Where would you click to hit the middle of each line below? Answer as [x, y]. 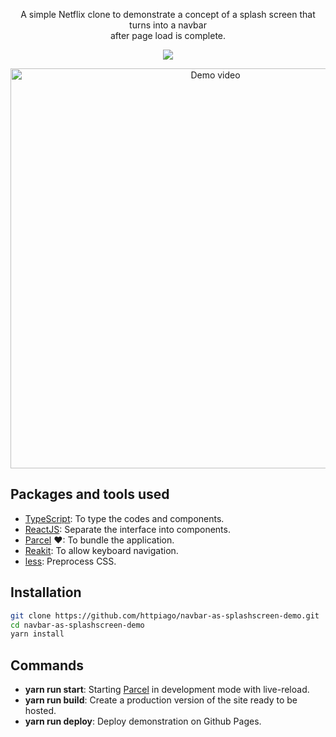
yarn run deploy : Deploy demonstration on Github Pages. [143, 721]
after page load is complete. [168, 35]
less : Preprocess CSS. [70, 561]
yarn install [37, 634]
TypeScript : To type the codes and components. [124, 518]
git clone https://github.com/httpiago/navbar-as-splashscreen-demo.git [165, 615]
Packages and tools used [90, 494]
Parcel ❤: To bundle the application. [99, 540]
